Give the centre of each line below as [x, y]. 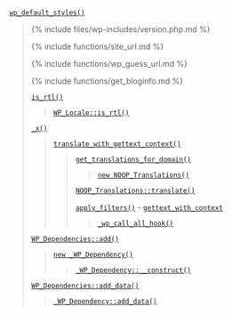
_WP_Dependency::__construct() [133, 271]
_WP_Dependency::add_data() [105, 302]
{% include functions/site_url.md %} [97, 46]
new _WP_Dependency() [93, 254]
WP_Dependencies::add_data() [85, 286]
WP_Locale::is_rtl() [91, 113]
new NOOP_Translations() [143, 175]
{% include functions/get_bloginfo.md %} [107, 81]
